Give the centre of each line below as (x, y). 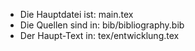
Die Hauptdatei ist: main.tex (76, 14)
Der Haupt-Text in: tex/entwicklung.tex (99, 35)
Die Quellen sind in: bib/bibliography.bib (102, 25)
